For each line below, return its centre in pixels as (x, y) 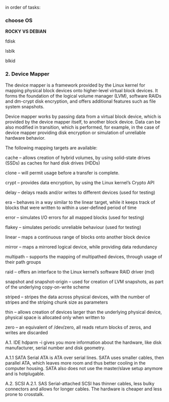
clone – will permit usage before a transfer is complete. (62, 173)
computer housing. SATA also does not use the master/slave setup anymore (84, 368)
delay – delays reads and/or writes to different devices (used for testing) (80, 192)
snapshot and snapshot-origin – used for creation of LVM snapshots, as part (84, 282)
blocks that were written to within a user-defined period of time (71, 208)
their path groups (23, 262)
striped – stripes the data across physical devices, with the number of (78, 297)
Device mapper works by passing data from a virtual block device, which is (83, 116)
